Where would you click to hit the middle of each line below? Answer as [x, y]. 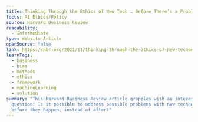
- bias [19, 66]
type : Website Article [34, 39]
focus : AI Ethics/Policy [37, 17]
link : [13, 50]
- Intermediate [30, 33]
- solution [25, 93]
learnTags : [19, 55]
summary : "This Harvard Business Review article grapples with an [89, 99]
